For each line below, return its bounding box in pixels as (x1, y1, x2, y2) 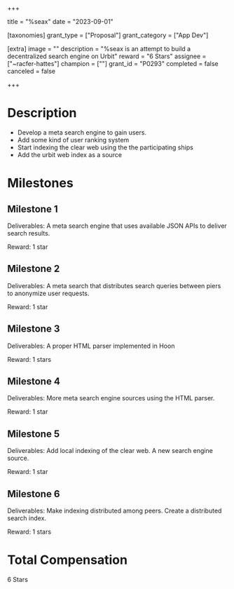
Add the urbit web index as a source (17, 150, 123, 158)
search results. (7, 229, 50, 237)
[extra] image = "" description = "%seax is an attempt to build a (7, 45, 191, 53)
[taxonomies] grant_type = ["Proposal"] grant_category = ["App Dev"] (7, 31, 209, 39)
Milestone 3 (7, 323, 60, 335)
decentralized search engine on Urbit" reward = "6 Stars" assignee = (7, 52, 207, 60)
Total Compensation (7, 552, 128, 568)
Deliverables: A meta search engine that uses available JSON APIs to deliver (7, 222, 228, 230)
